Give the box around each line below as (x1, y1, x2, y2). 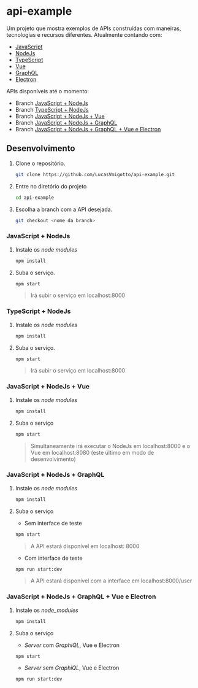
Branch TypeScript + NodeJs (15, 106, 89, 113)
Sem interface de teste (24, 519, 82, 527)
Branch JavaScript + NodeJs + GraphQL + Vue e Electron (15, 125, 161, 133)
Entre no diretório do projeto (15, 182, 87, 190)
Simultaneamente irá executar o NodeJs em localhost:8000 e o (30, 442, 191, 449)
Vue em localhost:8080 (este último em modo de (30, 449, 154, 456)
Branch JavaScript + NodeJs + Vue (15, 112, 105, 120)
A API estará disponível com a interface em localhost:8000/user (30, 577, 192, 584)
